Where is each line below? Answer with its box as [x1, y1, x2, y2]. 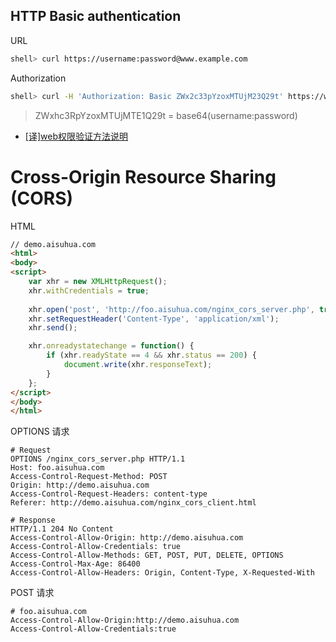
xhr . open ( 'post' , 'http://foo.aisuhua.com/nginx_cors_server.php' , [28, 304, 315, 314]
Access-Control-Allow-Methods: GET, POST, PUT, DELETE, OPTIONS [10, 550, 284, 561]
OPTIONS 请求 [10, 425, 70, 438]
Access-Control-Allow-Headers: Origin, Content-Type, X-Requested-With [10, 568, 315, 578]
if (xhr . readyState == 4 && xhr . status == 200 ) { [46, 350, 257, 361]
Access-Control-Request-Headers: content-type [10, 489, 208, 499]
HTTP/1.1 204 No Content [10, 524, 114, 534]
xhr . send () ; [28, 323, 78, 333]
